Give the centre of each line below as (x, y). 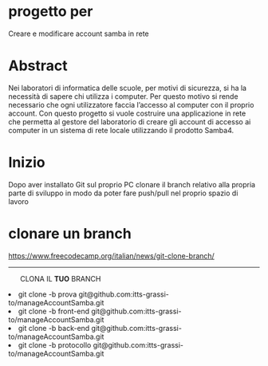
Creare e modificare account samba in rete (79, 33)
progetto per (51, 12)
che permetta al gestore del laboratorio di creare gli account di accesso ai (130, 121)
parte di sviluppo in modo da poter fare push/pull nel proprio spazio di (123, 193)
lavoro (19, 201)
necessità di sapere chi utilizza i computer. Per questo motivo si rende (123, 96)
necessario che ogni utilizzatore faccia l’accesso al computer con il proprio (131, 104)
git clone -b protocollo (55, 344)
